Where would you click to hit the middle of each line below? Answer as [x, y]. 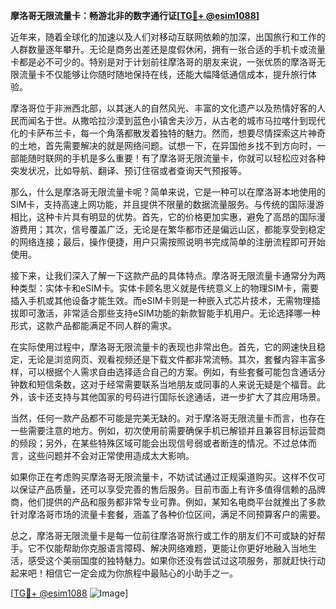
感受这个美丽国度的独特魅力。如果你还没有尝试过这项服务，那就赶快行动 [176, 560]
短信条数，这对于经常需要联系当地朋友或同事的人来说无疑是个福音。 [176, 384]
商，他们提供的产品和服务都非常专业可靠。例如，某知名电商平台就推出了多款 [168, 502]
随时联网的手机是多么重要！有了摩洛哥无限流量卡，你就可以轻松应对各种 [176, 158]
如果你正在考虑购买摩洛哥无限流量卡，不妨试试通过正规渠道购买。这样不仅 [163, 477]
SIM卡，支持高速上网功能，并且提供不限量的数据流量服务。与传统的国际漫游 [167, 204]
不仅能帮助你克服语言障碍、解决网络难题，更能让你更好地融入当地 [172, 548]
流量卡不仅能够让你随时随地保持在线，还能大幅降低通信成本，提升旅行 [163, 74]
